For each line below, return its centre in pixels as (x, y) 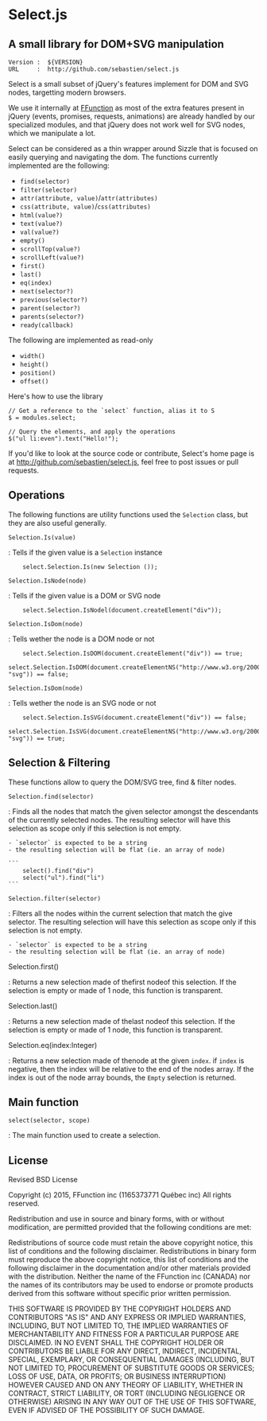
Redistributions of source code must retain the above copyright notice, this (131, 1243)
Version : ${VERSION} (46, 62)
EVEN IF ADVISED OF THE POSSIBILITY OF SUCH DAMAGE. (106, 1411)
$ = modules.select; (43, 418)
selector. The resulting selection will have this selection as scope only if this (132, 921)
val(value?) (39, 232)
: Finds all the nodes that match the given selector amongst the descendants (133, 811)
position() (38, 373)
